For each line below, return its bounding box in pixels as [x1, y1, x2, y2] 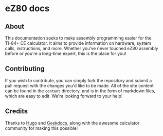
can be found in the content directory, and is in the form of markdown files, [5, 88, 156, 94]
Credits [5, 107, 28, 116]
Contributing [5, 65, 45, 73]
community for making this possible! [5, 125, 78, 131]
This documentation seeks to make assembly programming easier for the [5, 35, 152, 41]
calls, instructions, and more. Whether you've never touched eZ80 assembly [5, 46, 158, 51]
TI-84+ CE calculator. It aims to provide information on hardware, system [5, 40, 151, 46]
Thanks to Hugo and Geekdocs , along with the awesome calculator [5, 120, 140, 126]
